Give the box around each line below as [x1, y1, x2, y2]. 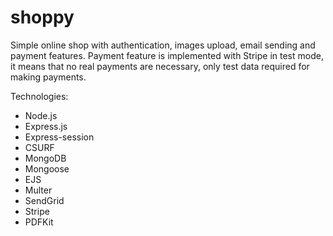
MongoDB [24, 152, 67, 164]
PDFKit [24, 216, 54, 228]
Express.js [24, 120, 68, 132]
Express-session [24, 131, 95, 143]
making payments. [10, 71, 87, 83]
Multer [24, 184, 53, 196]
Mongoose [24, 162, 70, 175]
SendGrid [24, 194, 65, 206]
